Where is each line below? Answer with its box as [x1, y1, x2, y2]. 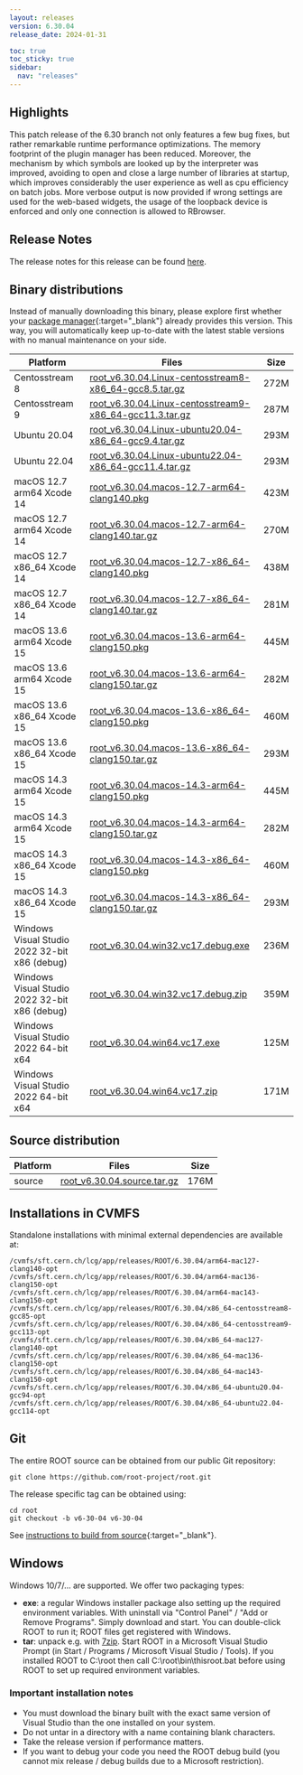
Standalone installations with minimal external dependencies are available [9, 1229, 283, 1240]
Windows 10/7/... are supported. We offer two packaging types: [9, 1580, 245, 1591]
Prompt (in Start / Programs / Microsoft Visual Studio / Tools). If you [22, 1645, 274, 1656]
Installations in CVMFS [9, 1205, 140, 1220]
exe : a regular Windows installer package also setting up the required [22, 1597, 281, 1608]
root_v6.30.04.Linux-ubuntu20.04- [89, 424, 243, 436]
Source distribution [9, 1133, 120, 1148]
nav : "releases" [17, 71, 78, 81]
